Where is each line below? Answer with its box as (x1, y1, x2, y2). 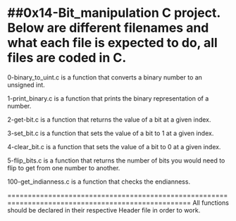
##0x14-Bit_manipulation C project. (7, 5, 221, 21)
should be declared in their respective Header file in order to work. (7, 206, 201, 214)
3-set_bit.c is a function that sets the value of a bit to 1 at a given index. (7, 129, 214, 137)
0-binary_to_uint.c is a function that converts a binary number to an (7, 72, 203, 82)
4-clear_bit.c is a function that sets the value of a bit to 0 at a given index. (7, 142, 221, 151)
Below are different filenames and (7, 20, 209, 36)
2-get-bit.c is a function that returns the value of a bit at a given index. (7, 115, 211, 124)
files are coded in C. (7, 50, 127, 66)
